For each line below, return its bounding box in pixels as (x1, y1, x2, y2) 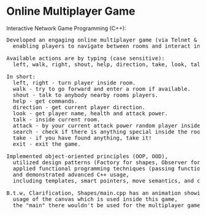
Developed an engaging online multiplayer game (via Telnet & (6, 36, 197, 43)
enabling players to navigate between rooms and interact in (12, 42, 200, 50)
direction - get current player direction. (12, 104, 146, 111)
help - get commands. (12, 97, 78, 105)
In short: (6, 73, 36, 80)
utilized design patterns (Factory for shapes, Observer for (12, 159, 200, 166)
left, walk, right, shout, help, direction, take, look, (12, 61, 188, 68)
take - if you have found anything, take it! (12, 134, 152, 141)
